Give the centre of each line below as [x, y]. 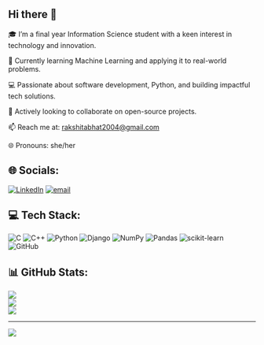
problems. [24, 69]
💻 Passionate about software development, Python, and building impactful [129, 84]
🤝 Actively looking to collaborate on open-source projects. [103, 111]
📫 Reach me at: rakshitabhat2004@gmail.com [84, 127]
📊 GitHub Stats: [48, 272]
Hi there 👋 [33, 15]
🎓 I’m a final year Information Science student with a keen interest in [120, 34]
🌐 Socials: [34, 171]
